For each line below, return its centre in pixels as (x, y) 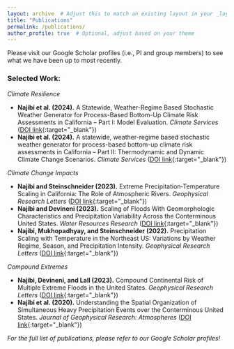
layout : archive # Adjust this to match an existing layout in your (110, 14)
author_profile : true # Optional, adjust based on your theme (101, 33)
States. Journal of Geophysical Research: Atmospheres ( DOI (104, 317)
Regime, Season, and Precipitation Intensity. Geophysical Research (114, 246)
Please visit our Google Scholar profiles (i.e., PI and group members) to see (115, 53)
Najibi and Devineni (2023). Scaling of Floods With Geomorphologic (116, 208)
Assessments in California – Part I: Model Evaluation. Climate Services (118, 122)
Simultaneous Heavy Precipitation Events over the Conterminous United (120, 310)
